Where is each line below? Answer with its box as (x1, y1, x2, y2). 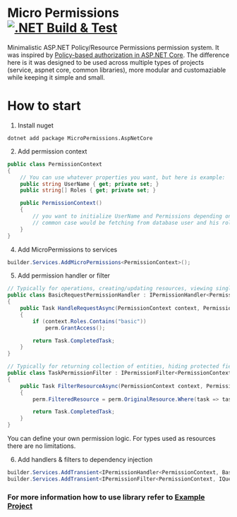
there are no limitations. (7, 442, 76, 450)
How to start (7, 98, 81, 114)
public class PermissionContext (7, 161, 102, 168)
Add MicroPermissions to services (17, 245, 118, 254)
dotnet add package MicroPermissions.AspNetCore (7, 135, 153, 142)
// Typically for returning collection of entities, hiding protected (7, 363, 219, 370)
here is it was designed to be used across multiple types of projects (7, 58, 205, 66)
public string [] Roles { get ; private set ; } (20, 187, 157, 194)
